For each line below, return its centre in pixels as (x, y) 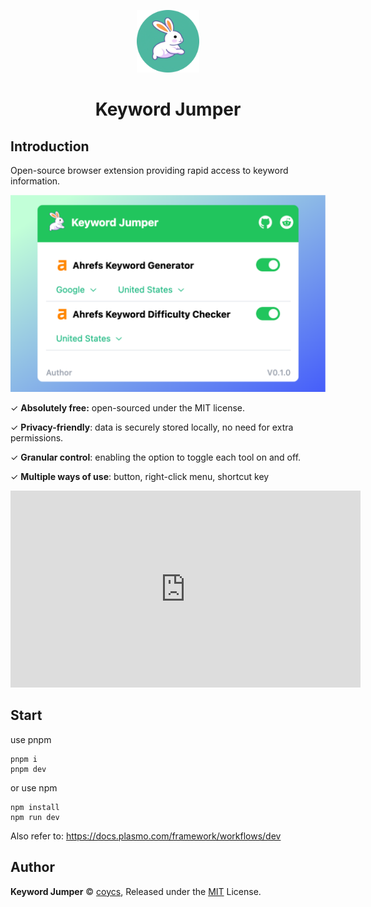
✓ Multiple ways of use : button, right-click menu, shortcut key (140, 476)
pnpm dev (28, 769)
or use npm (34, 787)
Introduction (50, 146)
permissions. (37, 438)
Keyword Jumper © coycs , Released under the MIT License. (136, 891)
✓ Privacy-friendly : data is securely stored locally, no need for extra (152, 427)
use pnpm (31, 739)
